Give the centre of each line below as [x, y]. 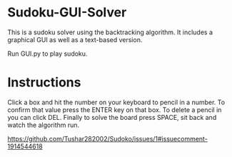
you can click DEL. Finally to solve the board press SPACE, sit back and [112, 117]
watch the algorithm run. [44, 125]
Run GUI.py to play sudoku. [47, 54]
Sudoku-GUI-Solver [67, 12]
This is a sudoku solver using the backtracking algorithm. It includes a [110, 32]
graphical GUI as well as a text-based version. [75, 39]
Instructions [44, 82]
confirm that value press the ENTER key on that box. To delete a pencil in [115, 110]
